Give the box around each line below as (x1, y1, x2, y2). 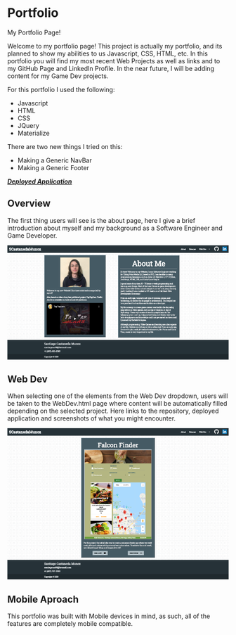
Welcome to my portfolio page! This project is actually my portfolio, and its (7, 41, 223, 50)
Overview (7, 198, 51, 210)
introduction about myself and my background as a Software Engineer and (7, 224, 223, 232)
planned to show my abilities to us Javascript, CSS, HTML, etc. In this (7, 49, 209, 58)
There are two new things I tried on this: (7, 142, 123, 150)
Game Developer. (7, 231, 58, 240)
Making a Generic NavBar (17, 156, 93, 165)
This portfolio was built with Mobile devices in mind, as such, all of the (7, 612, 211, 620)
